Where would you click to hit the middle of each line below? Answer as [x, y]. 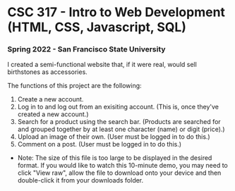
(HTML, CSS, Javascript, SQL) [97, 27]
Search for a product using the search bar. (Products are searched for [119, 122]
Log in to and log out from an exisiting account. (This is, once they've [118, 107]
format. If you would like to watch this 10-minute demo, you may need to [122, 166]
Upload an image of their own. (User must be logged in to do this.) [114, 137]
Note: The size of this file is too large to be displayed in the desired [115, 158]
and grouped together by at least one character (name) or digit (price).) [121, 129]
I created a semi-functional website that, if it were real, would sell [102, 65]
